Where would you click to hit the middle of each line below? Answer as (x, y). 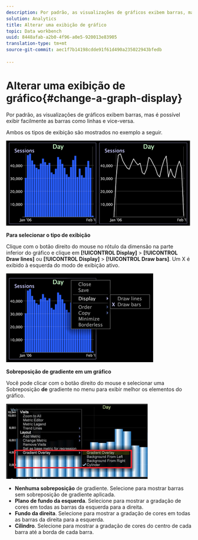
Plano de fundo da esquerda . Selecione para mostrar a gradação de (98, 501)
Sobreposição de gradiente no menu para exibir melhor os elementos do (94, 389)
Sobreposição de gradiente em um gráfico (59, 372)
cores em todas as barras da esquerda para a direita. (79, 507)
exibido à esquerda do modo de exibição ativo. (63, 265)
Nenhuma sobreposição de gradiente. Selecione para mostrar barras (99, 488)
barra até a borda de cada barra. (54, 532)
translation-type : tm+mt (37, 44)
